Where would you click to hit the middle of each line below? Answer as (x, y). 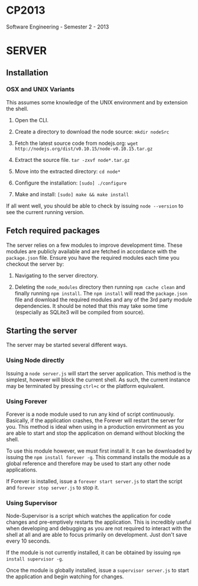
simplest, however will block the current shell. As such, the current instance (98, 380)
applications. (22, 470)
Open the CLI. (32, 120)
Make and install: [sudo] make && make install (72, 194)
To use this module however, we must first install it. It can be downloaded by (99, 451)
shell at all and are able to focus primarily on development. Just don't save (97, 535)
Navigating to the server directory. (56, 275)
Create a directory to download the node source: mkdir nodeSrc (92, 132)
